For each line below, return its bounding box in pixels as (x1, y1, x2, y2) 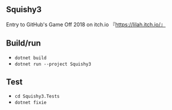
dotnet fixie (14, 99, 47, 106)
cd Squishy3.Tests (14, 94, 60, 99)
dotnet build (14, 55, 47, 61)
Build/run (6, 38, 41, 49)
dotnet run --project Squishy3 (14, 61, 92, 67)
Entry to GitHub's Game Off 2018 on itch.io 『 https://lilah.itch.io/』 (6, 20, 166, 28)
